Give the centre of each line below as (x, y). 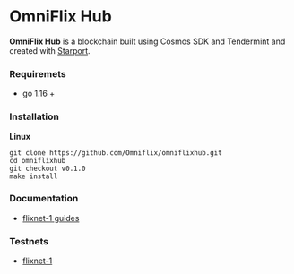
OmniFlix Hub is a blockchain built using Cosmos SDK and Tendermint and (147, 41)
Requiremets (38, 73)
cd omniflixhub (38, 160)
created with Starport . (50, 50)
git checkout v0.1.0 (48, 168)
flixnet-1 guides (51, 218)
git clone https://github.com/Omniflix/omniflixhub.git (116, 153)
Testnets (29, 241)
